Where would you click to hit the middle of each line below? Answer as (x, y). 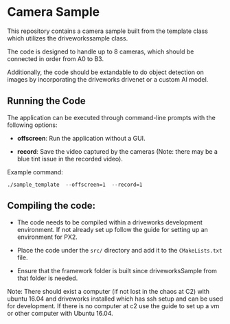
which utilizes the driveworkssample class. (68, 38)
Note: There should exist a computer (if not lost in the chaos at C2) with (108, 291)
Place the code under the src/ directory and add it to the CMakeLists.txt (119, 250)
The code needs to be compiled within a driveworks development (110, 222)
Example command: (35, 172)
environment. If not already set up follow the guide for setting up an (112, 229)
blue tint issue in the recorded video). (70, 159)
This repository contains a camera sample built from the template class (107, 31)
